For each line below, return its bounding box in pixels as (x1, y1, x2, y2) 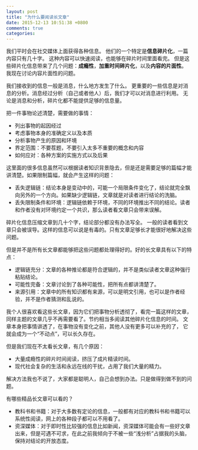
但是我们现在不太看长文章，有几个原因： (6, 343, 104, 350)
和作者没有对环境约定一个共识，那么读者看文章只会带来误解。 (14, 206, 165, 213)
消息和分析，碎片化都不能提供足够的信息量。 (16, 97, 125, 104)
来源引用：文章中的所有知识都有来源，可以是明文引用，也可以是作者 (14, 288, 180, 295)
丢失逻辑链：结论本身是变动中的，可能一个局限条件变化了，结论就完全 (14, 184, 186, 191)
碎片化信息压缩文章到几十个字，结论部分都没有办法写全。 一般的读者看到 (6, 219, 183, 226)
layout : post (6, 8, 38, 15)
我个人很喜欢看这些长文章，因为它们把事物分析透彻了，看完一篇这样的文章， (6, 308, 192, 315)
